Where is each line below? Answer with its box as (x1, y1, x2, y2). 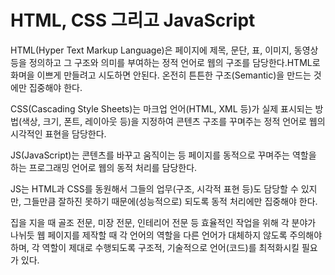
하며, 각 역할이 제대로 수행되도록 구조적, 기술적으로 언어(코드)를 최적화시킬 (10, 241, 300, 253)
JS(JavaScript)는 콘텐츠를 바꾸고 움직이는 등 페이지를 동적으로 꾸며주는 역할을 (10, 149, 317, 161)
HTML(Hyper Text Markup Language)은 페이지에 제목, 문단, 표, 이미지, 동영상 (10, 44, 319, 56)
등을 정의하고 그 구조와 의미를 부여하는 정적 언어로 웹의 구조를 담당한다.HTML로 (10, 56, 321, 68)
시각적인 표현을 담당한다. (10, 127, 107, 140)
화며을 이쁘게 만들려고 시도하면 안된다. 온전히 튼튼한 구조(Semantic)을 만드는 (10, 69, 312, 81)
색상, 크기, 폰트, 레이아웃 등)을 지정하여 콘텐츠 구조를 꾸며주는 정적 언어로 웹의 (21, 115, 326, 127)
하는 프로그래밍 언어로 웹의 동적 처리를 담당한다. (10, 161, 198, 173)
